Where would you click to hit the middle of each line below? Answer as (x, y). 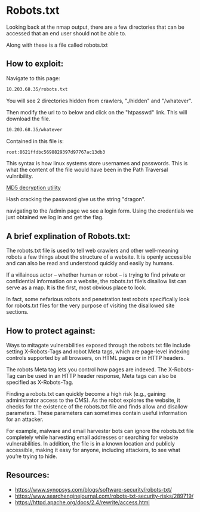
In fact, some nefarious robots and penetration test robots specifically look (98, 299)
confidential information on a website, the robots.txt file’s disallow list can (96, 281)
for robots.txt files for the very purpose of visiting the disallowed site (90, 305)
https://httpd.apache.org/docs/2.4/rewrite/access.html (82, 502)
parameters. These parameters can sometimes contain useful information (97, 413)
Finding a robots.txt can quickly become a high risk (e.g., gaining (86, 394)
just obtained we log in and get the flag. (55, 217)
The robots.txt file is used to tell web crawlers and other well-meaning (93, 251)
